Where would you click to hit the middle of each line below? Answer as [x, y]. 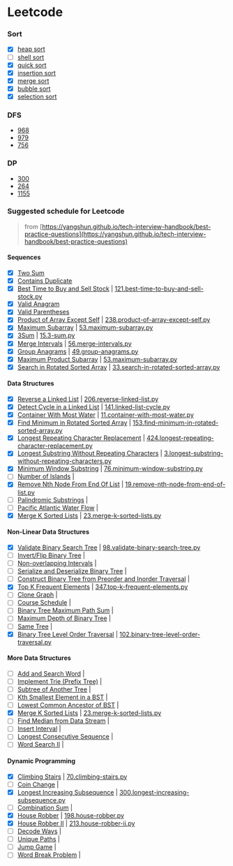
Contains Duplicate [45, 281]
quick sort [32, 65]
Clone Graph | [37, 595]
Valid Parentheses [43, 312]
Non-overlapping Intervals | [57, 564]
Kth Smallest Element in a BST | [62, 697]
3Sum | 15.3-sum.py [46, 335]
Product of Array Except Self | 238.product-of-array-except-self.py [114, 320]
